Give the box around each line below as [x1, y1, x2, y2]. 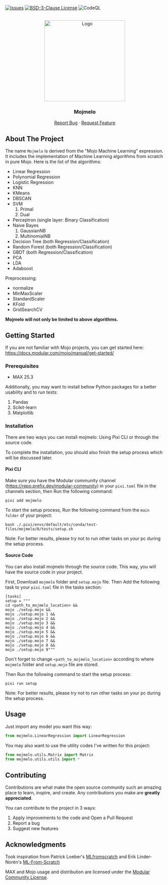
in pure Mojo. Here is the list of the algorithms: [5, 159, 102, 165]
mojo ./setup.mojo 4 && [5, 625, 55, 630]
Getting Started [5, 331, 55, 339]
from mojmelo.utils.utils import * [5, 757, 80, 762]
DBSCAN [12, 196, 32, 202]
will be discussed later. [5, 454, 53, 460]
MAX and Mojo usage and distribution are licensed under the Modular [5, 869, 150, 875]
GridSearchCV [12, 306, 43, 313]
